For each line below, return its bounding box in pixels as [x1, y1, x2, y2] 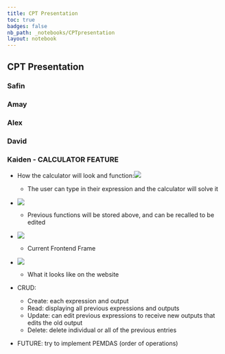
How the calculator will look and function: [16, 171, 135, 179]
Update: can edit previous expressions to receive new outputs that [27, 311, 215, 319]
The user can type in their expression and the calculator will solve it [27, 184, 218, 192]
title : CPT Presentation [7, 10, 78, 17]
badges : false [7, 23, 48, 29]
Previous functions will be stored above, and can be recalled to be [27, 210, 215, 219]
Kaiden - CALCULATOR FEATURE [7, 155, 119, 164]
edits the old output [27, 318, 83, 327]
